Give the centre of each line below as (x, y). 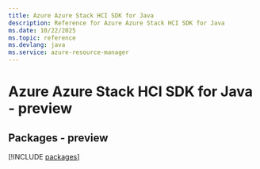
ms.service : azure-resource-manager (69, 52)
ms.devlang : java (37, 45)
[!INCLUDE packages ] (44, 157)
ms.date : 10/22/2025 (42, 30)
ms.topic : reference (42, 38)
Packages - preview (58, 138)
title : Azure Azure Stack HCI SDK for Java (81, 15)
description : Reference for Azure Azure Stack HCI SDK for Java (117, 23)
